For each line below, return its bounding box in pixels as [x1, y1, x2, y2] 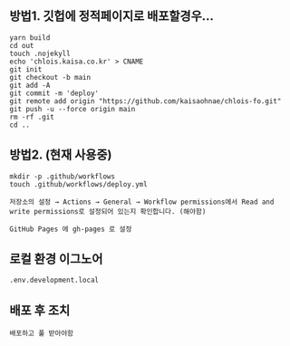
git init [9, 64, 43, 74]
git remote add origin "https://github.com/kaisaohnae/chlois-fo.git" [9, 96, 282, 106]
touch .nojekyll [9, 49, 71, 58]
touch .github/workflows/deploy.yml [9, 179, 148, 188]
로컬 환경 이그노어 [9, 252, 103, 267]
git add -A [9, 81, 51, 90]
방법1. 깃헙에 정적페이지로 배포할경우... [9, 8, 215, 24]
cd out [9, 41, 34, 50]
